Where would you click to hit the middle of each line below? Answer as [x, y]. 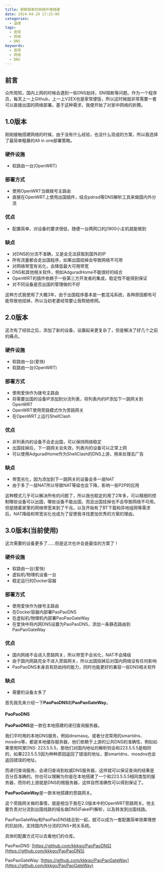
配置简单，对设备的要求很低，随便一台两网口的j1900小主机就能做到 [79, 229]
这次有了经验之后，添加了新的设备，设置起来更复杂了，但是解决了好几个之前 [81, 330]
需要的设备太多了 [29, 692]
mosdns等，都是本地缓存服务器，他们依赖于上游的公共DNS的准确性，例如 [79, 742]
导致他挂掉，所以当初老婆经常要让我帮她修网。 [56, 301]
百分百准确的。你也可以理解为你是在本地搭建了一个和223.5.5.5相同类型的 [78, 777]
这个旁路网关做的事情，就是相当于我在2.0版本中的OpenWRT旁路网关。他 [78, 803]
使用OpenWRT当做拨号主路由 [41, 191]
